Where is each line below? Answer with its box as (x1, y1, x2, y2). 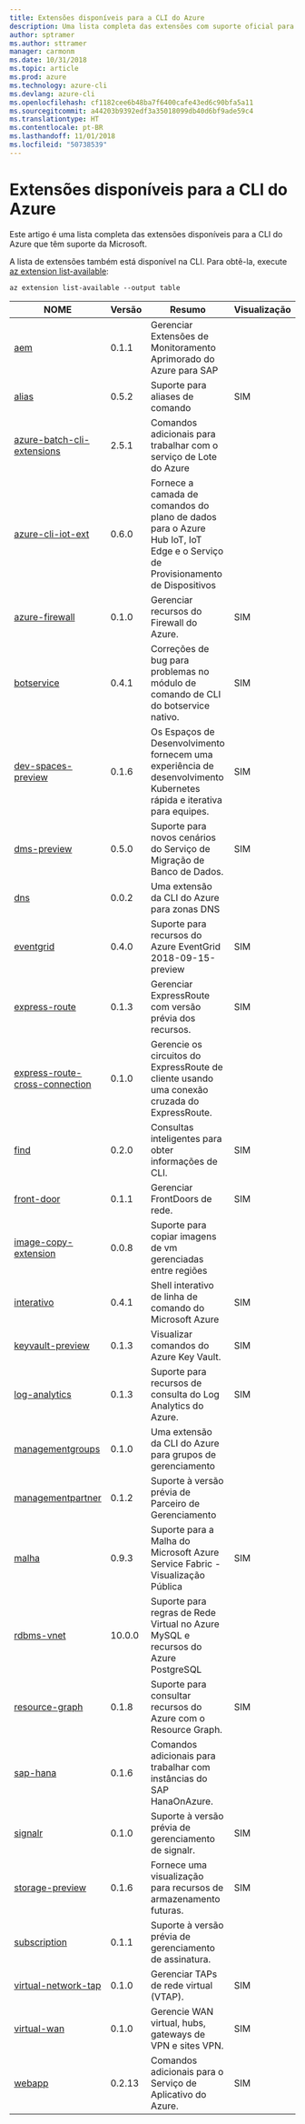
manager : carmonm (9, 47, 75, 56)
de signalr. (150, 1843, 196, 1856)
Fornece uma (150, 1858, 207, 1871)
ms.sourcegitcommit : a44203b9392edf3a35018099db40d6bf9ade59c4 (9, 106, 254, 115)
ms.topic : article (9, 65, 79, 74)
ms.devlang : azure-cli (9, 89, 95, 98)
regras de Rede (150, 1606, 216, 1618)
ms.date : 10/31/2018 (9, 55, 88, 65)
